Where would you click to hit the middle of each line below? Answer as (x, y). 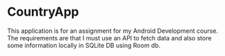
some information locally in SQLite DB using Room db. (84, 45)
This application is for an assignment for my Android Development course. (113, 31)
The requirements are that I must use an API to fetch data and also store (109, 38)
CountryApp (43, 12)
